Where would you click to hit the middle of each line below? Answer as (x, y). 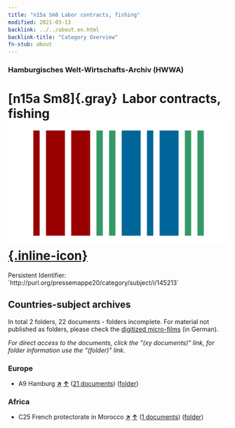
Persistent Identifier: (37, 275)
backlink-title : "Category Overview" (63, 37)
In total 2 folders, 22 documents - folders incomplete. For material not (109, 321)
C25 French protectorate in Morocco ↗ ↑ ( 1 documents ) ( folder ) (111, 417)
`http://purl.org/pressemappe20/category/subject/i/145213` (94, 282)
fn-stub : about (30, 45)
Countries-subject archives (69, 305)
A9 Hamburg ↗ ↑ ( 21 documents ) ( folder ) (78, 384)
